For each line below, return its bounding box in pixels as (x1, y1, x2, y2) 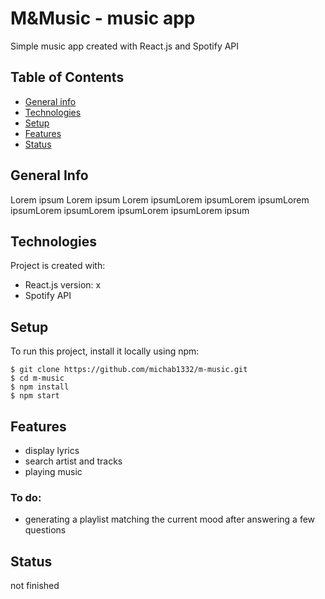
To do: (10, 490, 42, 504)
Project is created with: (10, 260, 106, 272)
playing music (24, 466, 83, 477)
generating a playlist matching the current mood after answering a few (24, 513, 316, 526)
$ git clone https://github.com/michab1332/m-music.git (10, 365, 248, 375)
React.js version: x (24, 279, 102, 291)
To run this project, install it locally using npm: (10, 345, 200, 357)
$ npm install (10, 382, 70, 392)
